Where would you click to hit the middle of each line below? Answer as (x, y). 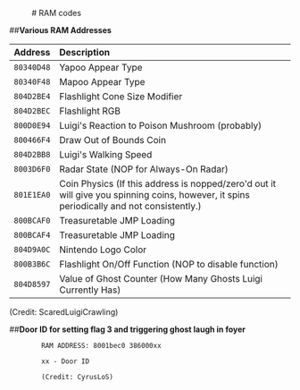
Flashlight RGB (90, 111)
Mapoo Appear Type (102, 82)
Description (84, 52)
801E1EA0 (32, 195)
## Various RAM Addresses (60, 30)
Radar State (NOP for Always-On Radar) (144, 169)
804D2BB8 (32, 154)
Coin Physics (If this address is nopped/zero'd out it (168, 184)
